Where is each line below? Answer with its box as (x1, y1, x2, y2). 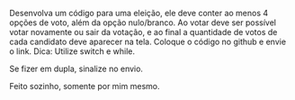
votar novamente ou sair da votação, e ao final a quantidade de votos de (9, 27, 278, 37)
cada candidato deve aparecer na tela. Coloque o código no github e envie (9, 36, 286, 47)
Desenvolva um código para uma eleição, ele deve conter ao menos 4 (9, 8, 269, 18)
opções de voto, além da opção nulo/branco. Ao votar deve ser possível (9, 17, 277, 28)
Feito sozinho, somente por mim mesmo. (9, 81, 160, 91)
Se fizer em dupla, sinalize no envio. (9, 63, 144, 74)
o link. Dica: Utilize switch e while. (9, 46, 136, 57)
